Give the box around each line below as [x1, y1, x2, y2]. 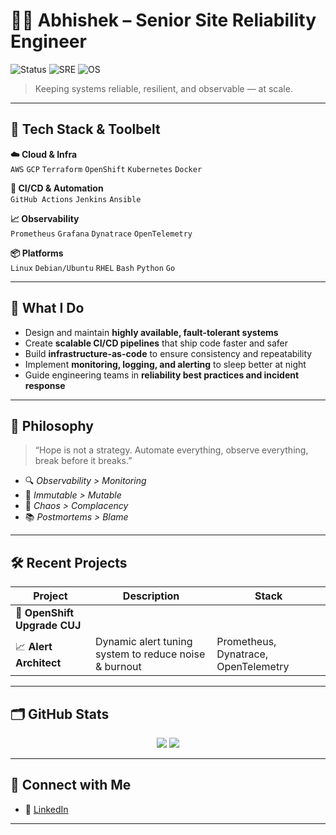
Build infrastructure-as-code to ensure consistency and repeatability [24, 347, 313, 359]
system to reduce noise [94, 647, 206, 661]
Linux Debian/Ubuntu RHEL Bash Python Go [10, 263, 176, 273]
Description [122, 589, 180, 603]
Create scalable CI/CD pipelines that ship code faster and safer [24, 337, 289, 349]
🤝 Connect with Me [10, 777, 132, 794]
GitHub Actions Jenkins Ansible [10, 194, 142, 204]
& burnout [94, 660, 142, 674]
